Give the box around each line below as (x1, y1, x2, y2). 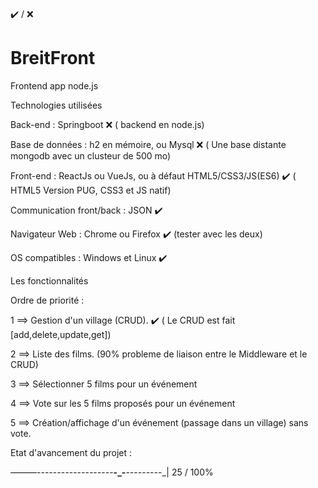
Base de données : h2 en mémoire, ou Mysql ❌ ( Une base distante (10, 138, 287, 150)
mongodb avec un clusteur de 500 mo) (10, 149, 172, 162)
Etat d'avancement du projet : (10, 446, 133, 458)
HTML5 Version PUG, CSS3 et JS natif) (10, 184, 172, 196)
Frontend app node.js (10, 79, 99, 92)
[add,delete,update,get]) (10, 328, 112, 340)
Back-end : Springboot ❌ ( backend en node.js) (10, 118, 205, 130)
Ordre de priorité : (10, 294, 85, 306)
